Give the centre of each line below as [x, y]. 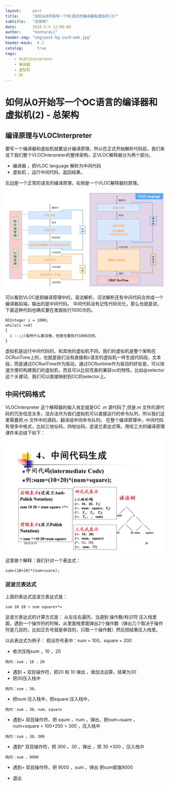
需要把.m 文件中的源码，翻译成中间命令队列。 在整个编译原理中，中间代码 [87, 420]
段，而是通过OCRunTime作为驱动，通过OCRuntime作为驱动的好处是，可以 [83, 364]
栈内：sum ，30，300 [25, 736]
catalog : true [26, 48]
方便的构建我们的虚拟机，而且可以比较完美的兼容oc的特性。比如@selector [87, 370]
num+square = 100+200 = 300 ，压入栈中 [56, 726]
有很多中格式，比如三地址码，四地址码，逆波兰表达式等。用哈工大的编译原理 [85, 427]
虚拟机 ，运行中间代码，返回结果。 [49, 172]
